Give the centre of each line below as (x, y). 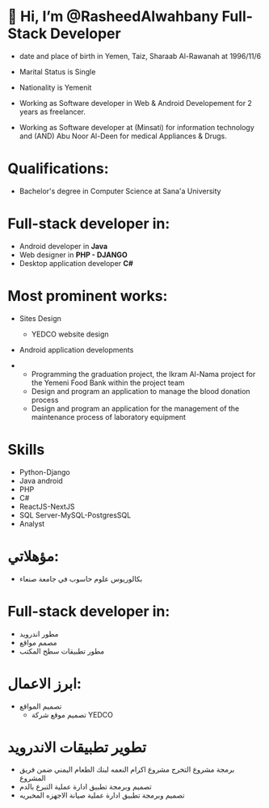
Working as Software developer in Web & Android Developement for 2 (135, 103)
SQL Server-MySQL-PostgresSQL (75, 515)
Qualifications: (59, 169)
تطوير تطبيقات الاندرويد (77, 747)
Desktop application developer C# (76, 263)
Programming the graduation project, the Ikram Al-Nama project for (143, 374)
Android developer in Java (63, 246)
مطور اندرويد (39, 633)
